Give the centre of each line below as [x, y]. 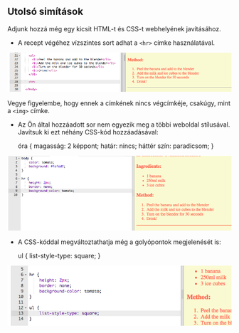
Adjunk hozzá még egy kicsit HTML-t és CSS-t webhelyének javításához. [115, 28]
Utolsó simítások [46, 12]
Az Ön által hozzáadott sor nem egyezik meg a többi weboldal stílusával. [124, 125]
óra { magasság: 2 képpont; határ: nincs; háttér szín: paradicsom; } [116, 146]
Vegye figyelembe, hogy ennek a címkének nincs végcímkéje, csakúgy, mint [119, 103]
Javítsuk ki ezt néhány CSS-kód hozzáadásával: [88, 132]
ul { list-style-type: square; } [59, 255]
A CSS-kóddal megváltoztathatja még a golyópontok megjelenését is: [119, 242]
